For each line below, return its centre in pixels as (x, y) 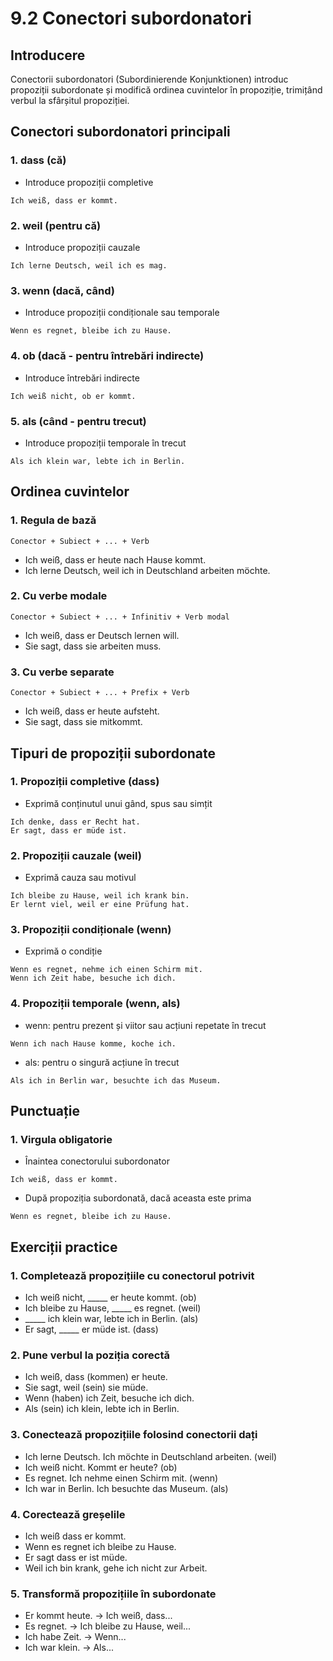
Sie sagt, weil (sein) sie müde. (86, 1388)
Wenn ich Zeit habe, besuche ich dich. (93, 978)
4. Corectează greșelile (68, 1514)
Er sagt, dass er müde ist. (69, 830)
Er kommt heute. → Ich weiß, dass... (98, 1616)
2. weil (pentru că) (56, 225)
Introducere (48, 55)
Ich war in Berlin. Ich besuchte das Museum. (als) (126, 1488)
